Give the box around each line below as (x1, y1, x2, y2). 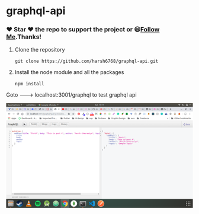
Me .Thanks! (6, 33, 41, 41)
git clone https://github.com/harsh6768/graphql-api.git (14, 58, 159, 65)
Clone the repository (14, 46, 65, 53)
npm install (14, 81, 44, 87)
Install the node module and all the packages (14, 69, 124, 76)
